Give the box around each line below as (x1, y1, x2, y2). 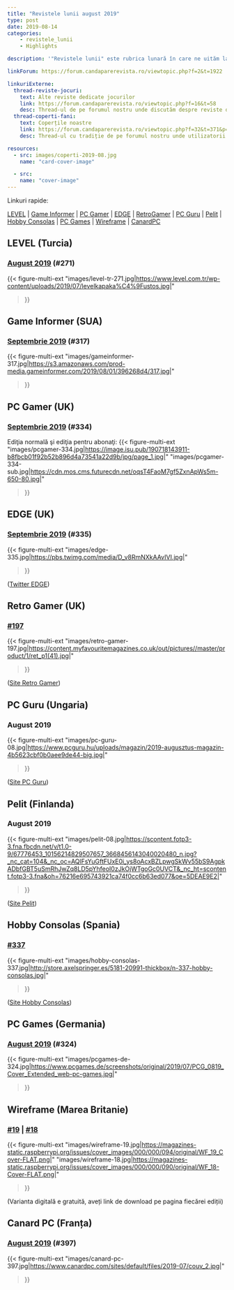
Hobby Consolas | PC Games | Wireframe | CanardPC (7, 217, 161, 226)
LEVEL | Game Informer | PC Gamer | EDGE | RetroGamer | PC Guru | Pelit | (7, 210, 222, 218)
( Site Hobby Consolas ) (7, 998, 72, 1006)
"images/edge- (65, 545, 109, 554)
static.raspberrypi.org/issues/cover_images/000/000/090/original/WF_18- (7, 1162, 219, 1171)
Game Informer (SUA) (7, 316, 103, 328)
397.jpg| (7, 1261, 31, 1270)
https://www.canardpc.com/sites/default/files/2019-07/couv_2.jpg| (30, 1261, 222, 1270)
